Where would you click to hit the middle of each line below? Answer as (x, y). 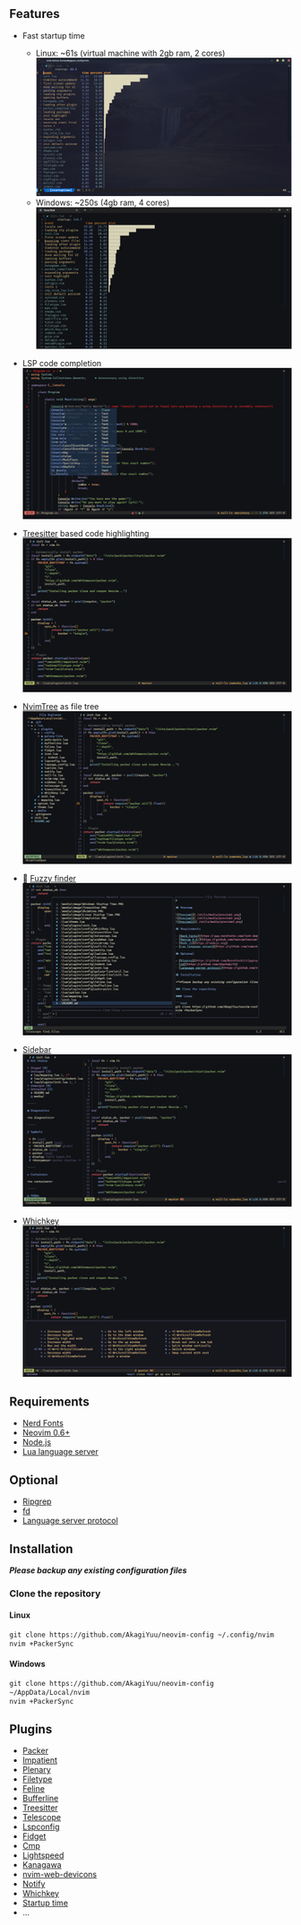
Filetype (37, 1779)
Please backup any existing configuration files (98, 1570)
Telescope (41, 1818)
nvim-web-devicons (59, 1875)
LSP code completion (62, 364)
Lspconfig (41, 1827)
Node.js (37, 1442)
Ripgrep (37, 1501)
